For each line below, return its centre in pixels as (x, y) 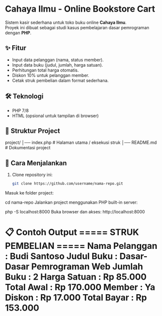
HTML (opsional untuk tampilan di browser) (55, 116)
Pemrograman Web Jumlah (87, 267)
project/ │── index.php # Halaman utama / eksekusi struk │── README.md (81, 142)
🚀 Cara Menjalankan (36, 163)
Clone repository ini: (32, 175)
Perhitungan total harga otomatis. (45, 70)
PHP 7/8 (20, 110)
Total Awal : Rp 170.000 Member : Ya (80, 287)
